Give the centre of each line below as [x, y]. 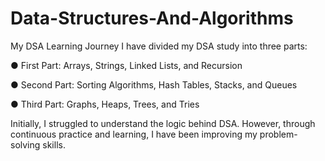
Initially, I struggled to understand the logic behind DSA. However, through [163, 123]
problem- [278, 134]
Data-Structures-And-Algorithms [152, 18]
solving [25, 144]
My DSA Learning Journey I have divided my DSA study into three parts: [159, 46]
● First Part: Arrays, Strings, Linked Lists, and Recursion [126, 65]
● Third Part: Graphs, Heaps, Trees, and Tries [105, 104]
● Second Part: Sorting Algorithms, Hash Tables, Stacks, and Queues [154, 84]
